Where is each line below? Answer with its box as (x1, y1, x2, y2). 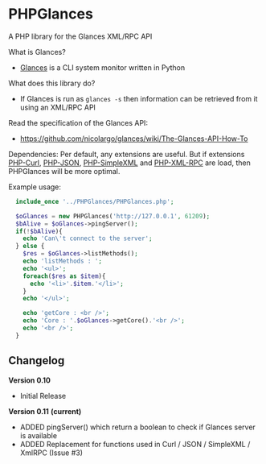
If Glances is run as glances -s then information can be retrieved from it (19, 93, 258, 103)
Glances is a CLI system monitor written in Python (19, 62, 186, 72)
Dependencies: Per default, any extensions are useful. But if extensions (8, 149, 245, 159)
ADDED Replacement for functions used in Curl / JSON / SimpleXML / (19, 439, 251, 449)
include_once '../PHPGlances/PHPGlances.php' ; (15, 197, 174, 205)
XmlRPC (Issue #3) (19, 448, 83, 458)
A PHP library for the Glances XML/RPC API (8, 31, 153, 41)
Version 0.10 (8, 375, 51, 385)
